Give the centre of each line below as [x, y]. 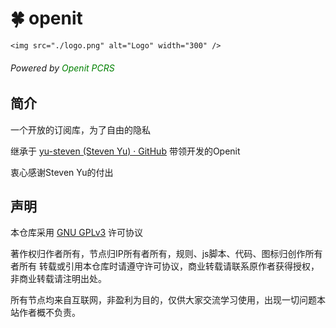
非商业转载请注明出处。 [58, 279]
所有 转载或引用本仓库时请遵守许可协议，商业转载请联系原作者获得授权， [169, 266]
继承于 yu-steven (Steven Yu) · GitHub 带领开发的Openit [125, 151]
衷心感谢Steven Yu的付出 [62, 172]
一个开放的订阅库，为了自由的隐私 [80, 129]
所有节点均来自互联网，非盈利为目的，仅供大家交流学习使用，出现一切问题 [163, 300]
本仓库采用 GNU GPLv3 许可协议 [77, 233]
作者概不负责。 [49, 313]
